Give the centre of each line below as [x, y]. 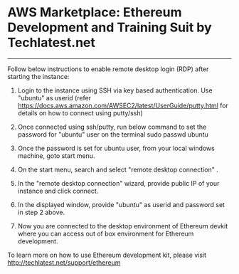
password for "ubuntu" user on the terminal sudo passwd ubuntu [113, 134]
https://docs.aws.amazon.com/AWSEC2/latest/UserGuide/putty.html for [123, 105]
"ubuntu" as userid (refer [54, 98]
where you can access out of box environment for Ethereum [106, 233]
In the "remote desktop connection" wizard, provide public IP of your [118, 183]
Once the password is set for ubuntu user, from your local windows [116, 148]
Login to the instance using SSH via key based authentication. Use [115, 90]
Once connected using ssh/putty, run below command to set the [112, 127]
